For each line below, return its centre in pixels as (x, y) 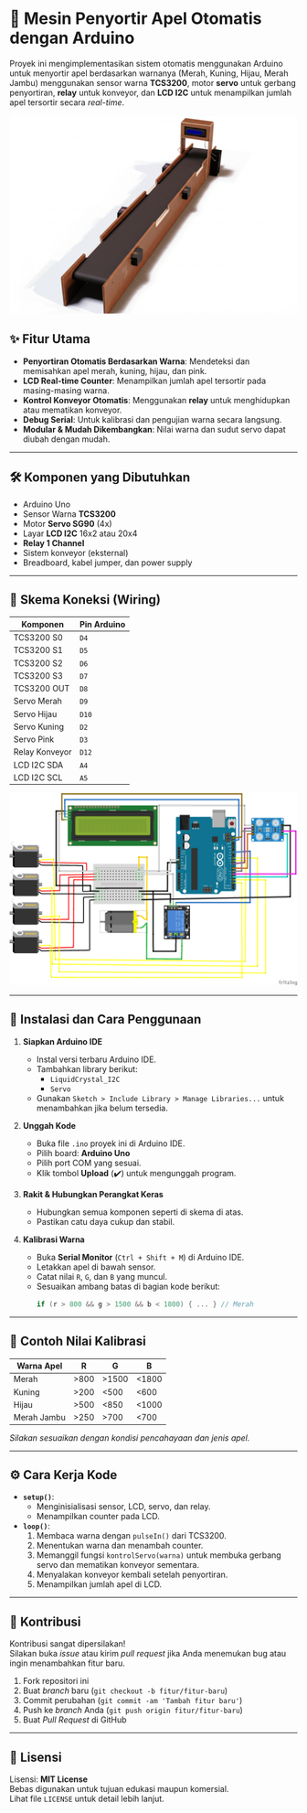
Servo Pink (34, 739)
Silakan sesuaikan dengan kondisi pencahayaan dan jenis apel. (130, 1438)
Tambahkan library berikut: (87, 1068)
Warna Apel (40, 1366)
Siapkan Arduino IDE (63, 1041)
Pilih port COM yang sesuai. (89, 1163)
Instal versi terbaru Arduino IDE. (96, 1059)
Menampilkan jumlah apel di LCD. (99, 1584)
